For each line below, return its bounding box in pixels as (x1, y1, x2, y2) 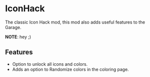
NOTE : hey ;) (5, 34, 31, 40)
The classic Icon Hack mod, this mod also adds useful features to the (5, 19, 145, 25)
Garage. (5, 24, 22, 30)
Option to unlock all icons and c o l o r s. (12, 61, 88, 67)
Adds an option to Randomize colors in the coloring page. (12, 66, 129, 72)
